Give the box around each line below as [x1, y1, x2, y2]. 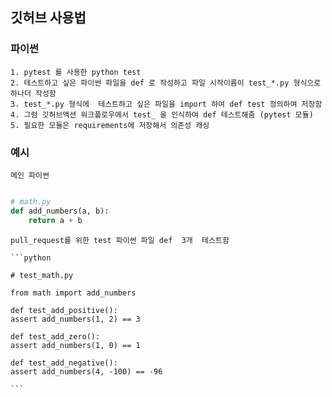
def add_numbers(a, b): [10, 206, 110, 216]
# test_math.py [10, 270, 74, 280]
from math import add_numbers [10, 288, 137, 298]
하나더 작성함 [10, 88, 57, 98]
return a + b [28, 215, 83, 225]
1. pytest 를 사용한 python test [10, 67, 142, 77]
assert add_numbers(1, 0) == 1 [10, 340, 141, 350]
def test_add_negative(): [10, 358, 118, 368]
